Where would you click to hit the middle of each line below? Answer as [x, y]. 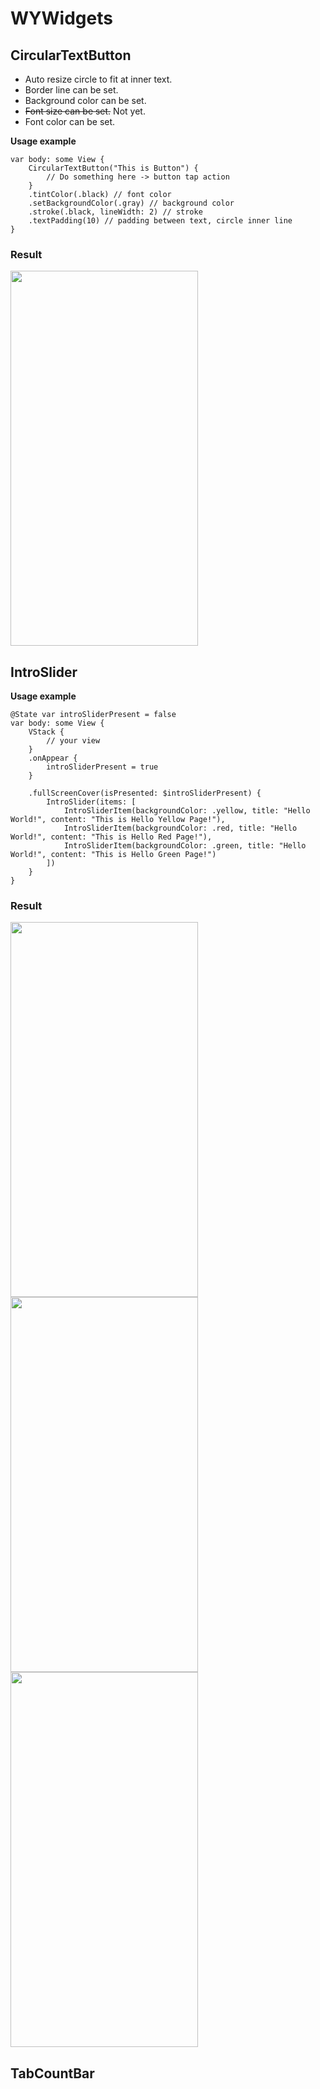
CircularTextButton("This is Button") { [113, 168]
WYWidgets [61, 18]
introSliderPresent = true [102, 767]
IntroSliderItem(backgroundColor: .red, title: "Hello [180, 828]
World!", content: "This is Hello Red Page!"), [111, 837]
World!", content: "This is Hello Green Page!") [113, 855]
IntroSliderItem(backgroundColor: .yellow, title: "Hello [187, 811]
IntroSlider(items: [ [91, 802]
